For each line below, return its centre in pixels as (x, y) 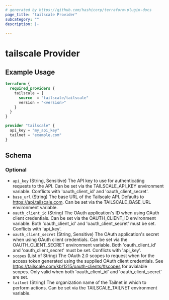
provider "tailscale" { (30, 126)
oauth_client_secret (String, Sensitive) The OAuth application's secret (86, 234)
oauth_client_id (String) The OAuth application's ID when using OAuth (86, 213)
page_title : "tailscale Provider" (41, 15)
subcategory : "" (22, 19)
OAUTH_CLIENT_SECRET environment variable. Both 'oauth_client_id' (84, 245)
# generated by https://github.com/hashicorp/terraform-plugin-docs (78, 10)
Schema (18, 156)
